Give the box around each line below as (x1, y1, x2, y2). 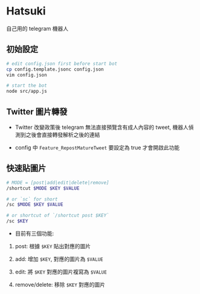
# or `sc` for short (6, 196, 59, 202)
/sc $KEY (6, 218, 28, 224)
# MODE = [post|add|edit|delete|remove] (6, 180, 110, 186)
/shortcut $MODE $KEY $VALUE (6, 185, 80, 191)
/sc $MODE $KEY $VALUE (6, 202, 63, 208)
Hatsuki (6, 4, 47, 18)
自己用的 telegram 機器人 (6, 25, 69, 32)
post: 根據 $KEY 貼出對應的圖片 (15, 243, 91, 249)
